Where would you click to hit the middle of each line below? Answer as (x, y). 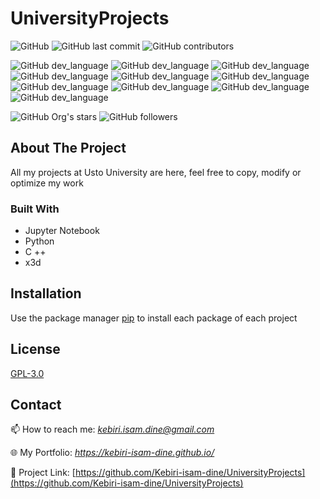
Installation (46, 293)
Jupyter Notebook (62, 231)
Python (39, 241)
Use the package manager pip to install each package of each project (154, 318)
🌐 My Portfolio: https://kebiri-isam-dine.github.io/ (112, 453)
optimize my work (47, 183)
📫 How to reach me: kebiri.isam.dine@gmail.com (112, 429)
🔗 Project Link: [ (43, 473)
